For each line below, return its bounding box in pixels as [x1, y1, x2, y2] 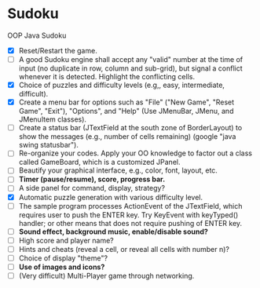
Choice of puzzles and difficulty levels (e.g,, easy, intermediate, [18, 80, 225, 90]
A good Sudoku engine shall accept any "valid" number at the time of [18, 55, 244, 64]
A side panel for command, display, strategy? [18, 184, 166, 193]
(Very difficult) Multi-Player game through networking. [18, 271, 195, 280]
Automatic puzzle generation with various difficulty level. [18, 192, 203, 202]
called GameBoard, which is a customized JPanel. [18, 158, 181, 167]
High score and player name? [18, 235, 115, 245]
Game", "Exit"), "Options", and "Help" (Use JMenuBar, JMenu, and [18, 107, 234, 116]
